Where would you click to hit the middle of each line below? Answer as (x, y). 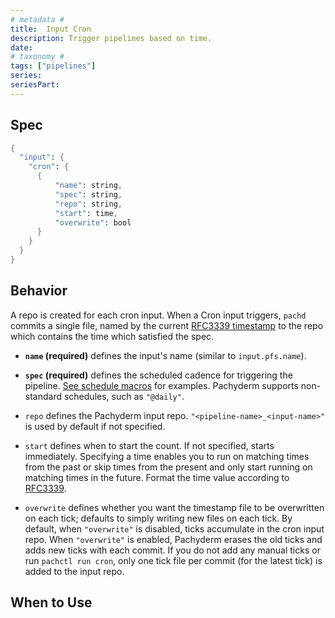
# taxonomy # (37, 57)
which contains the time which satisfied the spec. (112, 336)
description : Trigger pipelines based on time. (111, 38)
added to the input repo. (74, 571)
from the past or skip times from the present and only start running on (168, 467)
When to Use (51, 602)
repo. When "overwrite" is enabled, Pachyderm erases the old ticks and (173, 539)
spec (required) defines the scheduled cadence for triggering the (158, 375)
